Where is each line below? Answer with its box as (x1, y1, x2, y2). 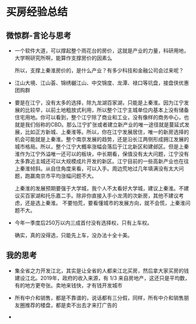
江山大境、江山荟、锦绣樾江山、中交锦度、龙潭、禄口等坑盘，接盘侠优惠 (14, 80, 189, 86)
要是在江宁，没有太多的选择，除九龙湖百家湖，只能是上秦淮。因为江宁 (14, 99, 184, 106)
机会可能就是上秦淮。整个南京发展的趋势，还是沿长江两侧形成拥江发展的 (14, 136, 189, 142)
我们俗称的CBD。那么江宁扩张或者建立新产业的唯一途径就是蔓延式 (25, 121, 185, 128)
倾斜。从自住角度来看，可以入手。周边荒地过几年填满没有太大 (30, 165, 179, 172)
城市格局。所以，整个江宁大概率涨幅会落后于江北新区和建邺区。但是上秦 (14, 143, 189, 150)
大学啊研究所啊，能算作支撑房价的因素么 (14, 54, 112, 62)
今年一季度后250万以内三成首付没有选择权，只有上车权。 (14, 219, 153, 226)
